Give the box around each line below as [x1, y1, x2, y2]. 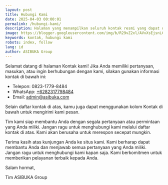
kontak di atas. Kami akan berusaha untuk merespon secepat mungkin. [5, 129, 151, 135]
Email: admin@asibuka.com [12, 93, 69, 100]
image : [5, 30, 19, 35]
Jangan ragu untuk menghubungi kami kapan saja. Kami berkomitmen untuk [5, 149, 162, 155]
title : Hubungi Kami [5, 12, 48, 17]
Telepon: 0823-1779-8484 [12, 83, 67, 89]
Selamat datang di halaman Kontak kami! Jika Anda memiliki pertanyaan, [5, 63, 154, 69]
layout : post [5, 7, 32, 12]
